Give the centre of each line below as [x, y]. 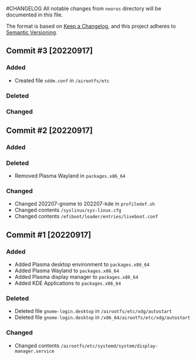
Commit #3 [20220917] [49, 51]
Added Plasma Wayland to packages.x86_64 [67, 271]
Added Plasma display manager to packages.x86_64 [77, 277]
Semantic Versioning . [32, 32]
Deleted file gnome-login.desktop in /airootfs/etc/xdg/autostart [93, 311]
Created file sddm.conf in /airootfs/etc [62, 80]
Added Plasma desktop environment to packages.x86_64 [82, 265]
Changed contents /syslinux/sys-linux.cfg [68, 210]
